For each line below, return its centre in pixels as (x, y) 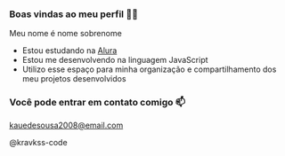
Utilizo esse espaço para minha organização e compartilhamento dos (149, 69)
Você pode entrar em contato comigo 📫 (97, 103)
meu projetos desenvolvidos (74, 79)
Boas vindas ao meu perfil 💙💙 (73, 14)
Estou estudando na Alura (69, 51)
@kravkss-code (39, 142)
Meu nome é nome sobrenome (65, 34)
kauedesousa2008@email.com (66, 125)
